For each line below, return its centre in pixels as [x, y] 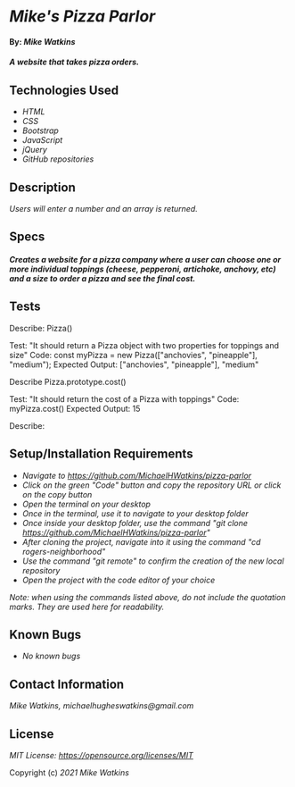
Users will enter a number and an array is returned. [103, 209]
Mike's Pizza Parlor [82, 17]
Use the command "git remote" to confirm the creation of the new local [153, 561]
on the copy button [57, 494]
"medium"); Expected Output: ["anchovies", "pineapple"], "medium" [134, 364]
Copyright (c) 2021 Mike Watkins [69, 773]
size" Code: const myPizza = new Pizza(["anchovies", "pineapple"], [134, 355]
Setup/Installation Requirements [101, 454]
